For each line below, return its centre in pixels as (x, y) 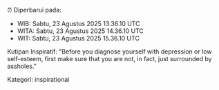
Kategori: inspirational (38, 79)
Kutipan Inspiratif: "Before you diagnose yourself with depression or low (109, 52)
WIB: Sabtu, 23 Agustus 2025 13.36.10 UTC (78, 24)
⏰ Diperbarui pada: (35, 10)
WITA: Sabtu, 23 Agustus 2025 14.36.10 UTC (80, 31)
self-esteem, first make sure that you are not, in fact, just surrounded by (109, 59)
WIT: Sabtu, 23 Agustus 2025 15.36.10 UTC (78, 38)
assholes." (22, 66)
